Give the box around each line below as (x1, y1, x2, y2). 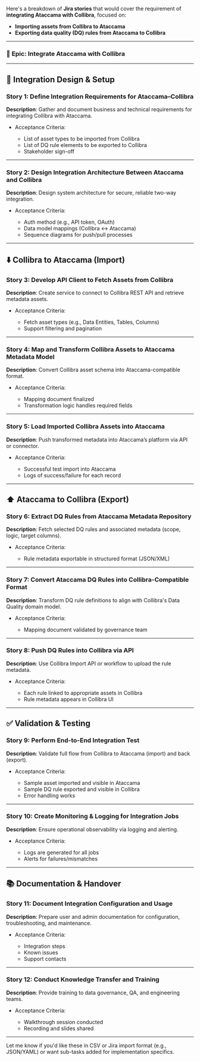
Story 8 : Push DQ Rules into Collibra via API (6, 646, 134, 655)
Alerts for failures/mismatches (23, 855, 98, 862)
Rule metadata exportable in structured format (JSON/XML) (23, 555, 170, 562)
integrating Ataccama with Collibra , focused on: (6, 11, 127, 18)
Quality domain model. (6, 603, 61, 610)
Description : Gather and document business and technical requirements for (6, 105, 192, 112)
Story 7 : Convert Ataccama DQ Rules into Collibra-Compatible (6, 575, 189, 584)
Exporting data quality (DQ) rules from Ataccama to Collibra (14, 29, 165, 36)
